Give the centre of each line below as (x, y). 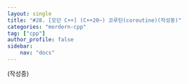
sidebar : (20, 46)
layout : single (30, 14)
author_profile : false (40, 40)
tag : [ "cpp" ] (26, 33)
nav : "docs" (37, 53)
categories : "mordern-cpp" (47, 27)
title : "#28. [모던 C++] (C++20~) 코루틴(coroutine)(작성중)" (94, 20)
